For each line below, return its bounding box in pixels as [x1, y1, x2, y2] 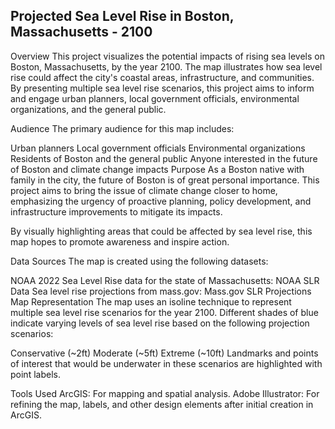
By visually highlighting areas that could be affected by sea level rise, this [10, 225, 313, 237]
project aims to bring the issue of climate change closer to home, [10, 184, 278, 196]
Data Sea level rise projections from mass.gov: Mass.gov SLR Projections [10, 285, 312, 297]
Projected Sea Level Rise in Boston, [10, 8, 235, 25]
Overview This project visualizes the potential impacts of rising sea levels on [10, 50, 325, 62]
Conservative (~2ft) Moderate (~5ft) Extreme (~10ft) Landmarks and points [10, 347, 319, 359]
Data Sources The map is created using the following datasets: [10, 255, 269, 267]
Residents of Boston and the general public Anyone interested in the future [10, 152, 318, 164]
